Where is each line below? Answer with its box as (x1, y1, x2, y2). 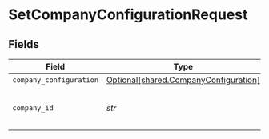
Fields (8, 38, 40, 51)
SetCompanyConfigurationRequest (8, 6, 248, 24)
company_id (12, 104, 54, 113)
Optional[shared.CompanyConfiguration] (106, 74, 260, 85)
